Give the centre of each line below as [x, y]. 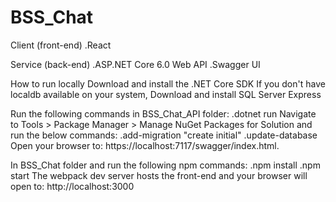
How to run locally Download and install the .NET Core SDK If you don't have [168, 83]
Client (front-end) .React [61, 45]
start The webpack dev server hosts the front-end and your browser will [159, 175]
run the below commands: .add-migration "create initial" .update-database [164, 135]
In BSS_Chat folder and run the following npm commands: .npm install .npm [165, 165]
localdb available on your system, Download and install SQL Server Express [166, 94]
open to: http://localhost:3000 [72, 186]
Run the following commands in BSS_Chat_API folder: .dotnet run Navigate [163, 113]
